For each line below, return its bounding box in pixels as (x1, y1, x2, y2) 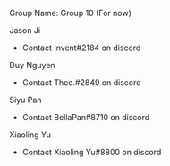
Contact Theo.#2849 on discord (21, 77, 141, 88)
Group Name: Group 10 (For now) (9, 8, 132, 18)
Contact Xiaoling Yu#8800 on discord (21, 147, 162, 157)
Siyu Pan (9, 94, 42, 105)
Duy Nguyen (9, 60, 55, 70)
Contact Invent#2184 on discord (21, 42, 141, 53)
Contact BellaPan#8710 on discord (21, 112, 150, 122)
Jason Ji (9, 25, 41, 35)
